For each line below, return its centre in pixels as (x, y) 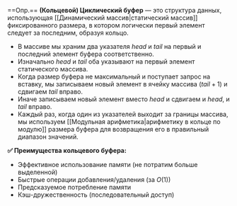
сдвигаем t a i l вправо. (50, 92)
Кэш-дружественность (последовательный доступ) (96, 195)
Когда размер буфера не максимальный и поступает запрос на (114, 76)
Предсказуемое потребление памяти (74, 187)
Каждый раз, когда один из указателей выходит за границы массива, (123, 114)
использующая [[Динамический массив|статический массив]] (103, 18)
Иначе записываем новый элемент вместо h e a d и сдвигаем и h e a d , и (123, 99)
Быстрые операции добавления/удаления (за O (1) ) (94, 179)
